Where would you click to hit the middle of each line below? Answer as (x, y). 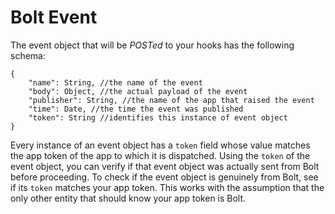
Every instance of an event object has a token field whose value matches (160, 145)
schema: (28, 55)
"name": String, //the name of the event (115, 82)
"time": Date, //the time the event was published (136, 109)
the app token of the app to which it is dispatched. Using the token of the (160, 155)
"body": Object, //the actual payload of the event (138, 91)
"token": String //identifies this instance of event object (158, 117)
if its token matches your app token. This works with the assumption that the (167, 187)
